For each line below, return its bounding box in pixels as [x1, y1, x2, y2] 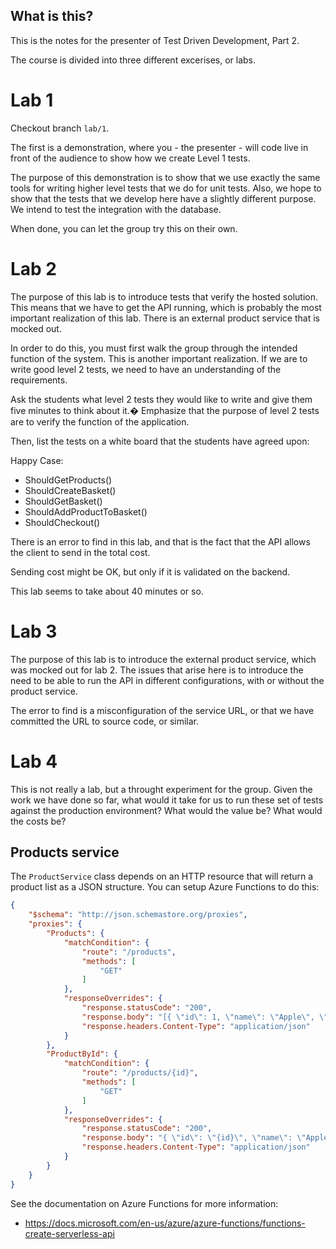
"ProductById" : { [46, 1049, 118, 1059]
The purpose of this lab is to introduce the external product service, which [10, 653, 317, 665]
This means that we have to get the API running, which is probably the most [10, 301, 322, 313]
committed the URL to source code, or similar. [10, 715, 200, 727]
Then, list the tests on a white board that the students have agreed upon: [10, 435, 310, 447]
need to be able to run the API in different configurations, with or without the [10, 674, 325, 686]
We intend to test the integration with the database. [10, 203, 222, 215]
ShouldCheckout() [24, 516, 101, 528]
